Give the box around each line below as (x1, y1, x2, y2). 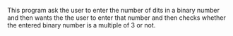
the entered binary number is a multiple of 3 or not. (7, 21, 156, 29)
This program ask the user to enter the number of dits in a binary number (7, 6, 220, 14)
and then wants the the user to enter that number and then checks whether (7, 13, 226, 22)
